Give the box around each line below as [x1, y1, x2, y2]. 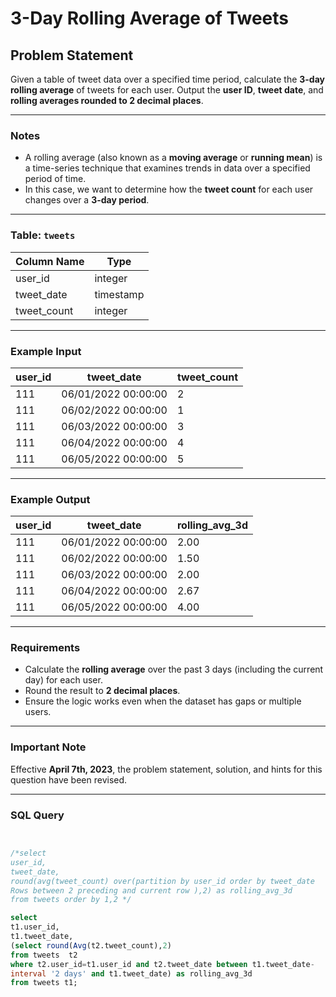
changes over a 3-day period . [24, 194, 150, 206]
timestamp [94, 287, 145, 301]
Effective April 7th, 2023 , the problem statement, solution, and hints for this [10, 763, 323, 775]
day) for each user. [24, 674, 103, 686]
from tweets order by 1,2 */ [10, 895, 132, 905]
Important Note [10, 740, 87, 754]
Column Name [15, 254, 85, 268]
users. [24, 706, 52, 718]
